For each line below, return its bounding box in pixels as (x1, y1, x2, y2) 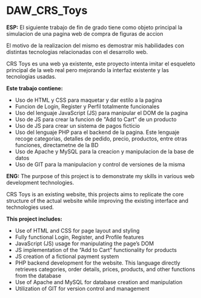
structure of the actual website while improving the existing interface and (6, 197, 189, 204)
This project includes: (6, 215, 62, 222)
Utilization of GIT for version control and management (15, 285, 150, 292)
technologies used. (6, 204, 54, 211)
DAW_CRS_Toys (6, 4, 88, 18)
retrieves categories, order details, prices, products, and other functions (15, 265, 196, 273)
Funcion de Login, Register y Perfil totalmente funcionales (15, 102, 160, 110)
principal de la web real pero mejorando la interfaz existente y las (6, 66, 170, 73)
